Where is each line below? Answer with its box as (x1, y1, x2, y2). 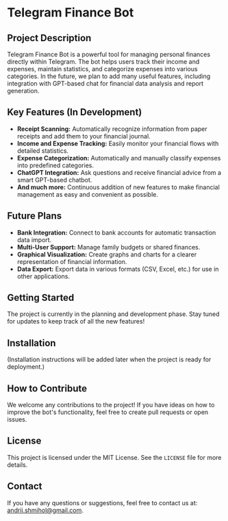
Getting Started (7, 292, 75, 304)
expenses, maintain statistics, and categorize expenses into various (7, 65, 198, 73)
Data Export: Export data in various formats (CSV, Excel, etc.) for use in (16, 265, 219, 273)
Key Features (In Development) (7, 106, 142, 118)
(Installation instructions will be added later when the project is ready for (7, 355, 212, 364)
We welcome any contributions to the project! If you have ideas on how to (7, 401, 215, 409)
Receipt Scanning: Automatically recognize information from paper (16, 125, 207, 133)
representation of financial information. (16, 257, 127, 265)
